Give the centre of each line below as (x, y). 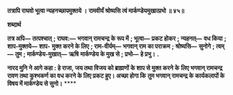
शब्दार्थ (14, 25)
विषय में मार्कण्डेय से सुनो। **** (42, 84)
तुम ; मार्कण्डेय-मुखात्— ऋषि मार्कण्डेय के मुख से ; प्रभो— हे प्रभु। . (87, 54)
